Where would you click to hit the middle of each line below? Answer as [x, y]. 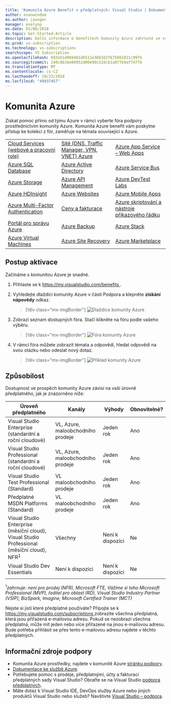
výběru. [21, 325]
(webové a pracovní [32, 149]
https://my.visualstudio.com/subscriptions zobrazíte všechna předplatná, [82, 614]
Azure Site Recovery [86, 241]
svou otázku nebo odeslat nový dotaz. [53, 350]
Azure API [73, 179]
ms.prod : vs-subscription [33, 43]
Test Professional [28, 483]
